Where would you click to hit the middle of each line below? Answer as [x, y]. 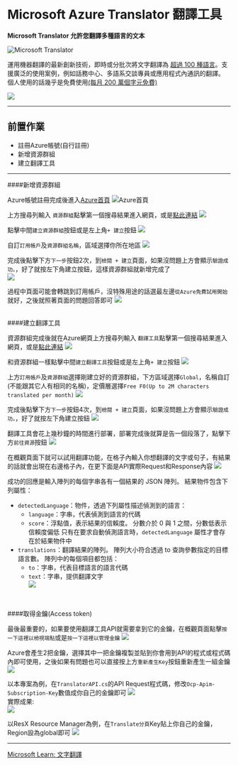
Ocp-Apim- [201, 684]
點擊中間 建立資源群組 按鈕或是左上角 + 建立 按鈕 [72, 230]
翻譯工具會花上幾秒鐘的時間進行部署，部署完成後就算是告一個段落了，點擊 [116, 433]
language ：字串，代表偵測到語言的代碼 [84, 514]
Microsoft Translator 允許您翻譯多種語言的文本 [76, 36]
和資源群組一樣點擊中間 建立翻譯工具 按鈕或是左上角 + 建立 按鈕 [94, 362]
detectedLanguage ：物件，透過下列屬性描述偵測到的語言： [102, 505]
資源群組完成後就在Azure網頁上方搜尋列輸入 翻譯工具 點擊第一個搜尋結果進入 [118, 337]
